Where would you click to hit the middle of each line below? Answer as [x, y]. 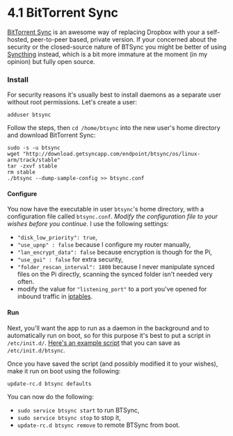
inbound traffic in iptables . [55, 296]
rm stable [22, 172]
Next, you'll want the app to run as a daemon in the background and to [109, 328]
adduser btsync [29, 115]
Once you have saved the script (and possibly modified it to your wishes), [113, 364]
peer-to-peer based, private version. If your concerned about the [123, 39]
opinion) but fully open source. [51, 61]
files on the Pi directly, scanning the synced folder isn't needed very [115, 274]
